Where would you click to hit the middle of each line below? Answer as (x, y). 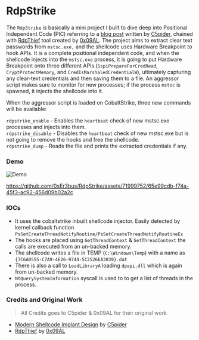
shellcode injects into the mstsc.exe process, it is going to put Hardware (94, 59)
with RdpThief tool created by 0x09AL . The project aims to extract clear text (99, 40)
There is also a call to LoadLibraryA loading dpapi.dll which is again (99, 265)
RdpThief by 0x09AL (40, 330)
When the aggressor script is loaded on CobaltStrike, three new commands (99, 102)
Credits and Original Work (44, 300)
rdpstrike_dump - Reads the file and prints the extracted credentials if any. (97, 146)
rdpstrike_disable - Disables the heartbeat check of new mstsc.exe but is (97, 133)
